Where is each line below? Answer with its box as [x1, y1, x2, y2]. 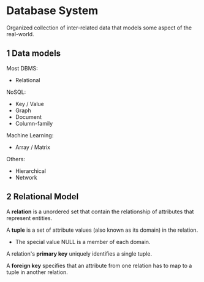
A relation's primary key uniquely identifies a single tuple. [6, 250, 153, 257]
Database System [6, 4, 99, 18]
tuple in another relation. [6, 268, 69, 276]
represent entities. [6, 214, 53, 221]
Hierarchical [15, 167, 46, 175]
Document [15, 113, 42, 120]
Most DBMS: [6, 64, 38, 72]
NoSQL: [6, 88, 26, 96]
